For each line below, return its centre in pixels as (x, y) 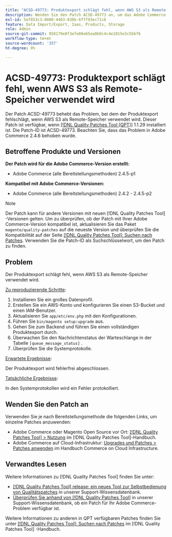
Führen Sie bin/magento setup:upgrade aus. (58, 321)
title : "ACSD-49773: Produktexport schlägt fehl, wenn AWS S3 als (78, 10)
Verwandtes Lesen (36, 464)
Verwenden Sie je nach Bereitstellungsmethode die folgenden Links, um (81, 417)
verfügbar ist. (46, 508)
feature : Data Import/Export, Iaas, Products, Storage (65, 24)
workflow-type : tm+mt (28, 39)
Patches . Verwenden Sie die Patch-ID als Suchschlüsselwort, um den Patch (85, 240)
